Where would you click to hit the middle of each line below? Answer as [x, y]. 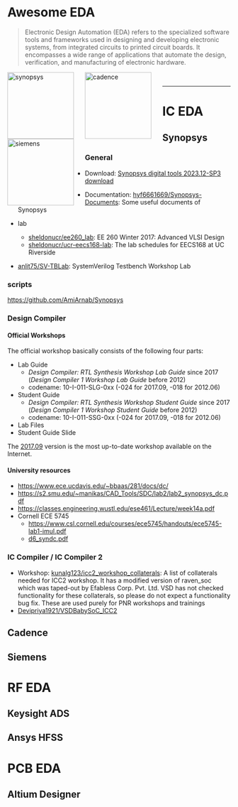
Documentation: [108, 194]
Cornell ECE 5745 [43, 516]
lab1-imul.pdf [47, 531]
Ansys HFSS [35, 738]
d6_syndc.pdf [48, 539]
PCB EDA [34, 768]
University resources [39, 470]
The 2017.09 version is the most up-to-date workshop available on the [109, 446]
